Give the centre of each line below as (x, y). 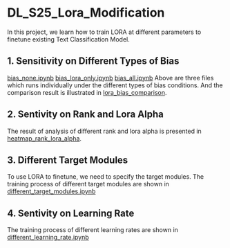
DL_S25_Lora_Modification (86, 13)
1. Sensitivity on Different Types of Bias (93, 61)
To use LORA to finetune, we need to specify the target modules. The (106, 177)
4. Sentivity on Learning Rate (71, 213)
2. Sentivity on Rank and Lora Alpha (85, 115)
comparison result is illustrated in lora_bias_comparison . (87, 92)
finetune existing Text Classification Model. (68, 39)
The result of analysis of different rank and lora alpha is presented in (104, 131)
